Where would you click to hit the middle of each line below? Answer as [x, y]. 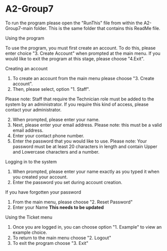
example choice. [30, 232]
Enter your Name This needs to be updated [58, 207]
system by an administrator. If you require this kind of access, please [77, 104]
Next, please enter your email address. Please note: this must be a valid [87, 125]
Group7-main [19, 28]
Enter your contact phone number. [48, 135]
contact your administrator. [33, 110]
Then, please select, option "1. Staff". [51, 89]
